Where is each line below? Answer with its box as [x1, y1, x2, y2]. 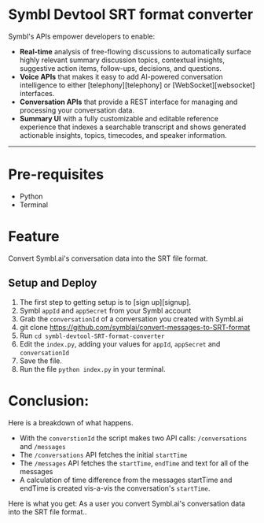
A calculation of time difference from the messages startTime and [19, 475, 233, 484]
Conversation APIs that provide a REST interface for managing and [19, 97, 238, 106]
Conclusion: [8, 391, 90, 410]
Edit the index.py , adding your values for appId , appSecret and [19, 339, 221, 348]
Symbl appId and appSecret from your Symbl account [19, 306, 192, 315]
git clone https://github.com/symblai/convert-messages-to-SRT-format [19, 322, 251, 332]
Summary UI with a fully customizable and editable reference [19, 113, 218, 123]
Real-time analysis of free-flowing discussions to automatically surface [19, 46, 251, 56]
